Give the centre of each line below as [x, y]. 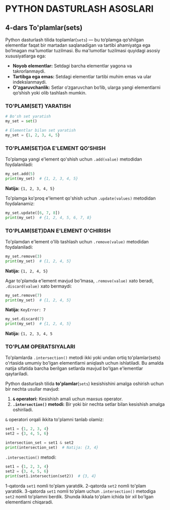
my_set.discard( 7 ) [25, 319]
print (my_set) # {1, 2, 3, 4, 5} [42, 178]
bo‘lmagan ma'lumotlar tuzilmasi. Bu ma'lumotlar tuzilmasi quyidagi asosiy [83, 51]
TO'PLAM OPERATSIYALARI [40, 347]
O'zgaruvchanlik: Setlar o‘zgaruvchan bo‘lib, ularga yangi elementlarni [87, 87]
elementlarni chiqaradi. [29, 502]
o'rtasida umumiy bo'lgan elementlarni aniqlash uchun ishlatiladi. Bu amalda [84, 363]
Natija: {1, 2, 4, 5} [27, 271]
